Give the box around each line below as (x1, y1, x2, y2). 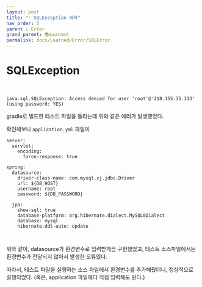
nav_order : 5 (6, 20, 40, 26)
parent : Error (6, 26, 45, 32)
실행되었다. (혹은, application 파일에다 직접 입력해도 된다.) (6, 273, 145, 281)
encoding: (17, 148, 43, 154)
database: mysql (17, 217, 59, 223)
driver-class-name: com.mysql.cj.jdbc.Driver (17, 175, 135, 181)
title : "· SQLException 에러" (6, 15, 81, 21)
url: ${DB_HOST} (17, 180, 59, 186)
